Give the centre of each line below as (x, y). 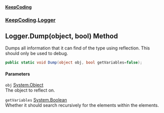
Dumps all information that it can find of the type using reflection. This (78, 48)
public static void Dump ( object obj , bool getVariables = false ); (74, 62)
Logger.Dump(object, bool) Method (62, 36)
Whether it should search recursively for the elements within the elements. (82, 105)
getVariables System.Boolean (36, 100)
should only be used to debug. (37, 53)
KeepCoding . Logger (31, 20)
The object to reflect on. (30, 90)
